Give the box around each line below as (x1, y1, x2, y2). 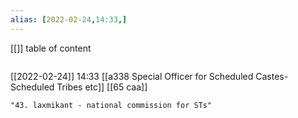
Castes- (255, 70, 289, 82)
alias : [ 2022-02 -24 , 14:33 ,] (10, 14, 128, 25)
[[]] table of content (10, 42, 92, 54)
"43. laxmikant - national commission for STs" (10, 100, 213, 110)
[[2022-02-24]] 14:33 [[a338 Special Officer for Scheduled (10, 70, 254, 82)
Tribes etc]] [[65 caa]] (56, 81, 148, 93)
